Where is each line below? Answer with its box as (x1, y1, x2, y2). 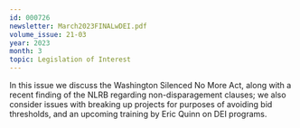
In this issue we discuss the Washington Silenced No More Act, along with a (9, 80, 292, 90)
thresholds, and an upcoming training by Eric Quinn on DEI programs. (9, 109, 267, 119)
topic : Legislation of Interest (9, 55, 131, 64)
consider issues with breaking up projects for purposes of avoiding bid (9, 99, 273, 109)
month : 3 (9, 47, 42, 56)
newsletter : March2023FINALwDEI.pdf (9, 22, 147, 31)
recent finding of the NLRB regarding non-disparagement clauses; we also (9, 89, 286, 100)
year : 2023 (9, 38, 51, 48)
